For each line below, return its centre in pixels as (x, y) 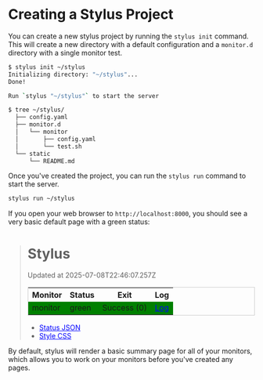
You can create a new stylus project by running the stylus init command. (128, 36)
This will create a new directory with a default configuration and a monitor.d (131, 44)
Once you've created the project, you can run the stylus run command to (127, 176)
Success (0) (124, 308)
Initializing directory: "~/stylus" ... (73, 74)
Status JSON (59, 328)
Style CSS (55, 336)
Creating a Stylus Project (91, 14)
